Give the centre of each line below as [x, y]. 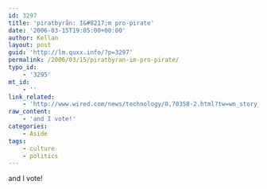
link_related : [32, 97]
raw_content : [30, 112]
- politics [41, 156]
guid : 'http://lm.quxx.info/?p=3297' [71, 52]
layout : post [30, 45]
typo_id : [23, 67]
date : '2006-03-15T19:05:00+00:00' [67, 30]
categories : [28, 126]
